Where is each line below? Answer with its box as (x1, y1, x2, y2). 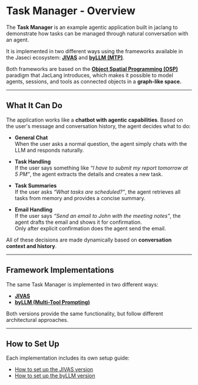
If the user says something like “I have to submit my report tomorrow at (14, 164, 189, 171)
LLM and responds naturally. (14, 146, 84, 154)
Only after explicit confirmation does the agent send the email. (14, 224, 166, 231)
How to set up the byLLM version (14, 372, 95, 379)
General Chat (14, 134, 48, 141)
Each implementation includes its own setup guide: (6, 354, 130, 361)
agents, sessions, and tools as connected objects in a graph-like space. (6, 78, 181, 85)
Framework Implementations (6, 265, 114, 275)
